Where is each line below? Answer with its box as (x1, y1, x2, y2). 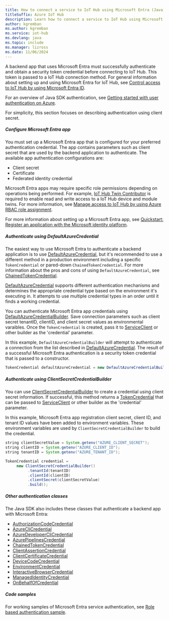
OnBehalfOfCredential (12, 580, 59, 586)
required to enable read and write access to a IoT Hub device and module (5, 196, 157, 202)
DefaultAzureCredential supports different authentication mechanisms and (5, 282, 159, 288)
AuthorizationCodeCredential (12, 521, 73, 527)
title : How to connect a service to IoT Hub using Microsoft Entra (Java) (5, 7, 165, 13)
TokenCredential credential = (5, 458, 69, 463)
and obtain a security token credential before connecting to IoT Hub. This (5, 68, 157, 74)
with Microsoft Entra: (5, 511, 49, 517)
